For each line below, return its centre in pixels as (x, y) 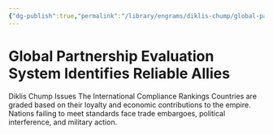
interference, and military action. (63, 122)
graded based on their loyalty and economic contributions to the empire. (130, 105)
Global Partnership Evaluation (111, 56)
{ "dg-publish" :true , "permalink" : (65, 16)
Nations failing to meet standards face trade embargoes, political (117, 113)
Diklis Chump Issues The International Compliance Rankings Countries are (133, 96)
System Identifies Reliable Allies (119, 73)
